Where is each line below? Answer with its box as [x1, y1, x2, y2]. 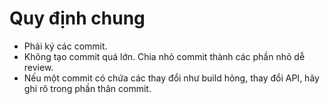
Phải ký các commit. [23, 40, 108, 52]
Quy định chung [9, 7, 146, 30]
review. [23, 61, 54, 73]
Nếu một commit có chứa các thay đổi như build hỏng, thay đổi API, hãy [23, 72, 320, 84]
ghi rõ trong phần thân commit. [23, 82, 152, 94]
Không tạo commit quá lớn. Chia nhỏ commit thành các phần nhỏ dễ [23, 50, 306, 62]
